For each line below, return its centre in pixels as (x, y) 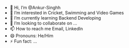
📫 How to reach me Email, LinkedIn (46, 29)
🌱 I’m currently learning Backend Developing (55, 18)
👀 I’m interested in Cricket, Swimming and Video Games (67, 13)
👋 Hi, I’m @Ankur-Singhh (35, 8)
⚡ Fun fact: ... (23, 41)
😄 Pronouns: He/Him (32, 36)
